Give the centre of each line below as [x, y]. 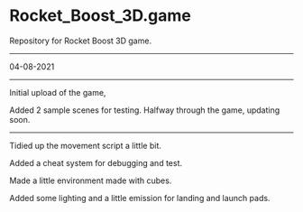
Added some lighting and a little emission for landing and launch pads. [140, 198]
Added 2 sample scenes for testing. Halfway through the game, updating [145, 110]
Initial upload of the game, [58, 92]
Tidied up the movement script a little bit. [86, 145]
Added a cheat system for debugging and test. [96, 162]
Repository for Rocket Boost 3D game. [80, 41]
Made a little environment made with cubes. [91, 180]
